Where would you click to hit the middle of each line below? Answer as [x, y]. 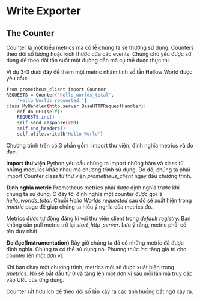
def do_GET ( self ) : [40, 112]
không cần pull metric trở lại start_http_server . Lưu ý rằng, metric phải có [96, 225]
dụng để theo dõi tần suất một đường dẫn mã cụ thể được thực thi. [88, 60]
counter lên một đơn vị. [35, 255]
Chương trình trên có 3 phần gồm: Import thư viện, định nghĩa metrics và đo [100, 145]
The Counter [30, 33]
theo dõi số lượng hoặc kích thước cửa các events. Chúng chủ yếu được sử [99, 54]
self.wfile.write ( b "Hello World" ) [60, 134]
